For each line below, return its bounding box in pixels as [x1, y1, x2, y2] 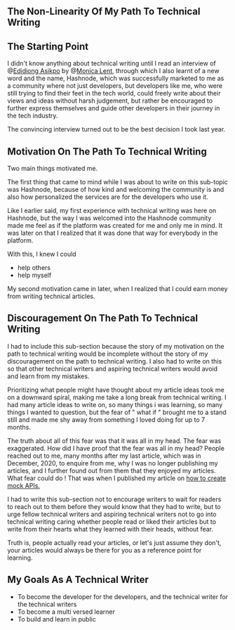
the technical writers [17, 600, 77, 608]
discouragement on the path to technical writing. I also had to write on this [7, 356, 222, 365]
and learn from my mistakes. [7, 372, 90, 380]
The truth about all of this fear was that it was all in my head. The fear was [7, 436, 222, 445]
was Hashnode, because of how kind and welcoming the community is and [7, 186, 224, 194]
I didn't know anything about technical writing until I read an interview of [7, 59, 216, 67]
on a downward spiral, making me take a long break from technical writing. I [7, 393, 227, 401]
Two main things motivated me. [7, 165, 98, 173]
